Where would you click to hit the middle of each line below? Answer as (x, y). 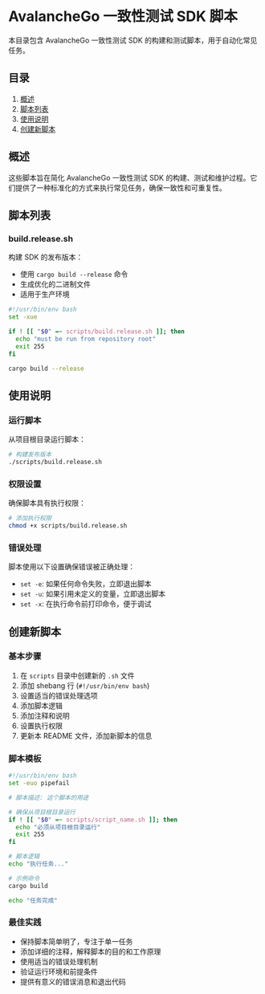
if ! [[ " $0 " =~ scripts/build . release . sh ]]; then (97, 332)
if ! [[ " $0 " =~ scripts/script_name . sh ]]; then (93, 820)
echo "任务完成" (33, 900)
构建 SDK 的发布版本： (46, 257)
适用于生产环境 (45, 295)
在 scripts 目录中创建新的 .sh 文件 (77, 675)
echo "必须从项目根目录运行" (58, 827)
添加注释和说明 (45, 715)
